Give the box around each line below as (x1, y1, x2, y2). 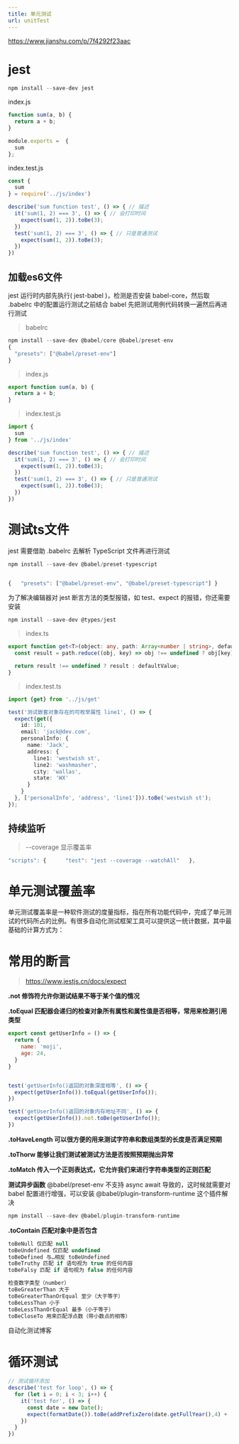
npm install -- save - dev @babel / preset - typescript (8, 561, 158, 568)
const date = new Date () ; (26, 1404, 104, 1411)
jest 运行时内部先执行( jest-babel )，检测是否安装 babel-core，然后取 (8, 291, 210, 299)
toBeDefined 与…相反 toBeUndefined (8, 1254, 110, 1261)
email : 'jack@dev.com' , (21, 728, 91, 736)
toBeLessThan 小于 (8, 1299, 60, 1306)
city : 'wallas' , (33, 768, 82, 775)
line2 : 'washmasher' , (33, 761, 98, 768)
